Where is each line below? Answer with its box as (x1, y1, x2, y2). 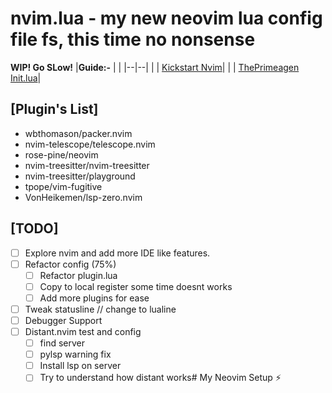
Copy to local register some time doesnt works (39, 280, 233, 292)
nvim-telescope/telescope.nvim (24, 138, 156, 150)
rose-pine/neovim (24, 148, 99, 161)
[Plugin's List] (10, 101, 99, 118)
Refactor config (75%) (24, 258, 117, 270)
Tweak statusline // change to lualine (24, 303, 177, 315)
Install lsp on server (39, 360, 122, 372)
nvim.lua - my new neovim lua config (10, 7, 323, 30)
